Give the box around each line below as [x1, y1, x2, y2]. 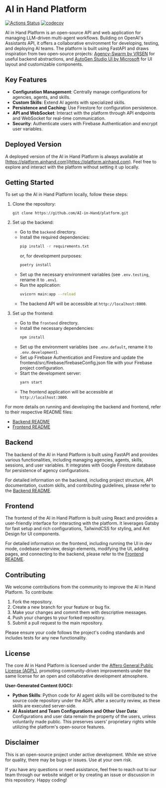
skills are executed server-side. [12, 703, 77, 709]
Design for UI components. [5, 531, 61, 537]
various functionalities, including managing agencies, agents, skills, [5, 457, 143, 463]
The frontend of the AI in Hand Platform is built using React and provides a [5, 515, 158, 521]
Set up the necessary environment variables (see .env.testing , [19, 272, 150, 278]
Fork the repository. [12, 599, 53, 605]
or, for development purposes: [19, 253, 82, 259]
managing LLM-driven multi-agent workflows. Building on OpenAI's [5, 35, 143, 41]
